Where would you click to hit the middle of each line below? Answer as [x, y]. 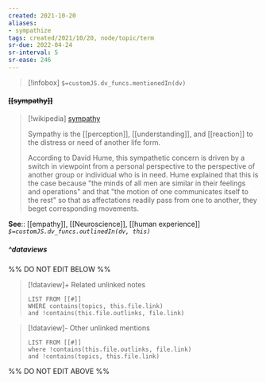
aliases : [23, 23]
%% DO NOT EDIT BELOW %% [60, 269]
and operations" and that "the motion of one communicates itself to [138, 192]
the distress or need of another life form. [94, 142]
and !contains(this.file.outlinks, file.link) [106, 314]
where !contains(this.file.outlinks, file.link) [110, 350]
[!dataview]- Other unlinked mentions [89, 328]
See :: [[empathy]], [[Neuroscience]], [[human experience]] [104, 224]
